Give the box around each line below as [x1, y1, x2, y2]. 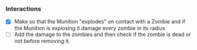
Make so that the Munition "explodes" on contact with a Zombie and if [14, 18, 186, 25]
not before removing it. [14, 38, 71, 45]
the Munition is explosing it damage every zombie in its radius [14, 25, 166, 32]
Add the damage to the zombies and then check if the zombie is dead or [14, 31, 191, 38]
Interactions [5, 5, 42, 13]
